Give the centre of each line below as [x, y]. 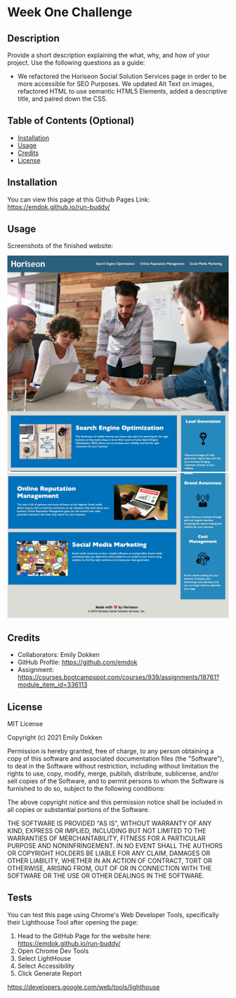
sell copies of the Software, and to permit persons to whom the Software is [116, 781]
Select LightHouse [44, 958]
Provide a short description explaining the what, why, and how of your [109, 55]
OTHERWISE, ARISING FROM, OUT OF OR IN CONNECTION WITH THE [110, 868]
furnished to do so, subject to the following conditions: [86, 789]
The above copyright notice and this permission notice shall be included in [115, 802]
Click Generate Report [50, 973]
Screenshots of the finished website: [60, 246]
